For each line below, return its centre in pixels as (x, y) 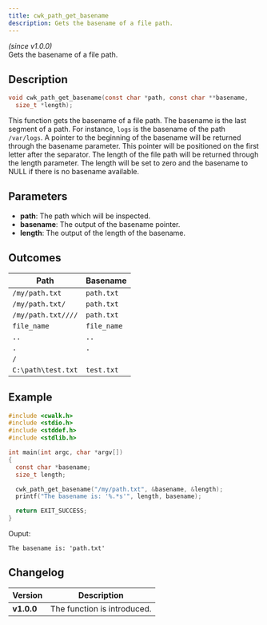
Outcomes (35, 258)
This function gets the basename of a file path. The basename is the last (128, 121)
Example (30, 398)
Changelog (36, 573)
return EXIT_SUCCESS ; (52, 511)
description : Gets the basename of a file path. (91, 23)
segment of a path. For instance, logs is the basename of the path (117, 129)
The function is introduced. (101, 608)
